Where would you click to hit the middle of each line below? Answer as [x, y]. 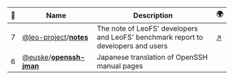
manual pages [120, 66]
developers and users [132, 46]
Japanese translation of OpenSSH [152, 57]
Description [153, 15]
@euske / [37, 57]
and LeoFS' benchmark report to [150, 37]
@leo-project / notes [55, 37]
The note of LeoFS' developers [147, 29]
